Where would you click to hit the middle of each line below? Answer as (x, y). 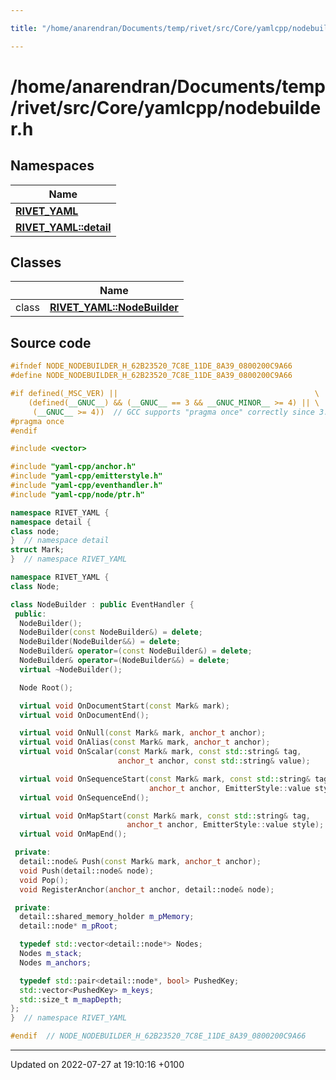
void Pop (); (44, 880)
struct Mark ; (37, 550)
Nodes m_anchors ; (55, 962)
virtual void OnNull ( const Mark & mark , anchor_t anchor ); (143, 733)
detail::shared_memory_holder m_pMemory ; (107, 917)
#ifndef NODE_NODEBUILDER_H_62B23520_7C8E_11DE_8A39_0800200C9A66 (151, 366)
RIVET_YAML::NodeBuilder (114, 308)
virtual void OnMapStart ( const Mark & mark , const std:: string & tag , (165, 816)
